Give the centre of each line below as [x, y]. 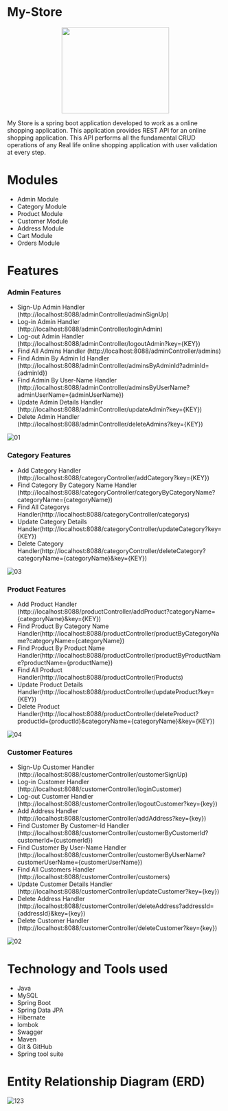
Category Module [42, 206]
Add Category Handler [49, 470]
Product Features [37, 589]
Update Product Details [50, 684]
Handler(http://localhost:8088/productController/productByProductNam [119, 655]
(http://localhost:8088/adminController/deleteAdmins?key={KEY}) [110, 424]
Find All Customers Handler [56, 870]
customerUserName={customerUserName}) [80, 862]
